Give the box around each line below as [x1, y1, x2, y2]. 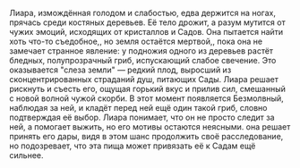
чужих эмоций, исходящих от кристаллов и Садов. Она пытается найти [9, 27, 284, 37]
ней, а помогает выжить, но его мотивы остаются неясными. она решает [9, 122, 291, 132]
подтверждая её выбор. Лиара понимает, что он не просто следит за [9, 112, 275, 122]
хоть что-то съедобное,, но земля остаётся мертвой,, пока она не [9, 36, 262, 46]
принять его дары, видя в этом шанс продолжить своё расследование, [9, 131, 284, 141]
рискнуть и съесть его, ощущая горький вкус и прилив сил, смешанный [9, 84, 287, 94]
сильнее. [9, 150, 44, 160]
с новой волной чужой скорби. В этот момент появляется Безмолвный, [9, 93, 284, 104]
